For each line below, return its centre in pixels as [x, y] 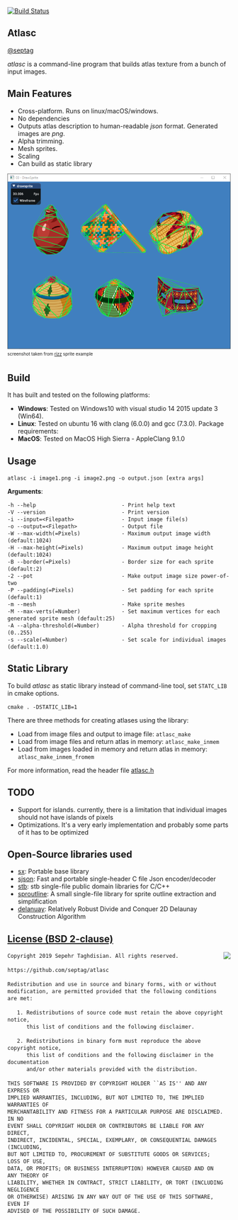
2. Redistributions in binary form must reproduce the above [109, 1041]
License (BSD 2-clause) [60, 939]
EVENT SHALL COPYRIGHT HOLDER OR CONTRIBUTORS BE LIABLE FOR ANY [106, 1126]
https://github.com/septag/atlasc [58, 971]
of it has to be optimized [53, 832]
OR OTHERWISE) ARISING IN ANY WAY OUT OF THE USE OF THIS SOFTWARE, [110, 1197]
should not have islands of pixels [65, 817]
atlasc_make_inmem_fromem [56, 757]
